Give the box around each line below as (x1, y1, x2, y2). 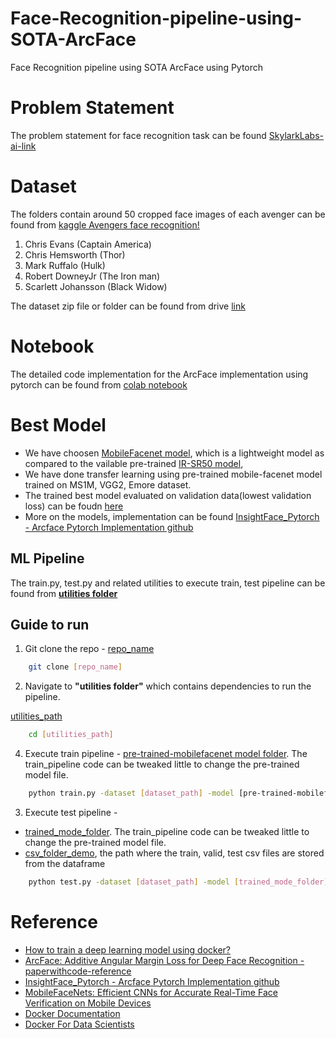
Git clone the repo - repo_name (24, 643, 155, 655)
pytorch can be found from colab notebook (10, 378, 188, 391)
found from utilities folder (10, 587, 118, 599)
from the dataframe (24, 857, 106, 869)
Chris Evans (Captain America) (24, 238, 152, 250)
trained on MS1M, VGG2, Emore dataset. (24, 478, 192, 491)
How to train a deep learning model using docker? (24, 943, 232, 956)
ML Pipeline (10, 550, 85, 567)
